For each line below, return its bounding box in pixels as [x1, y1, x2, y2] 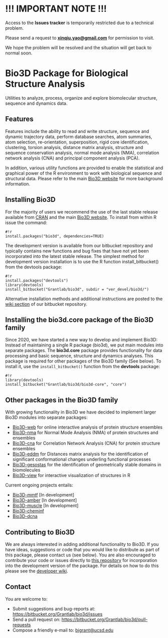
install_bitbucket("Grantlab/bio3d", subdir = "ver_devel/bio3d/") [5, 287, 149, 292]
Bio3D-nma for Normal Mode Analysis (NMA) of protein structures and [12, 430, 158, 436]
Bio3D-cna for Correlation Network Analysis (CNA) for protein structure [12, 440, 160, 446]
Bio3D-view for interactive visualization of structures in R [12, 472, 130, 478]
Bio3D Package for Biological [5, 67, 128, 79]
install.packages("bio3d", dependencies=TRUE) [5, 234, 104, 239]
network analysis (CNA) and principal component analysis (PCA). [5, 155, 140, 161]
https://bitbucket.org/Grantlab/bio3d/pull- [61, 616, 148, 622]
